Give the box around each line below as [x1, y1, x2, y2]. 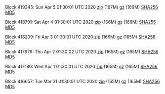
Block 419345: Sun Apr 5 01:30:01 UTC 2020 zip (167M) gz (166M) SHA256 [5, 4, 158, 10]
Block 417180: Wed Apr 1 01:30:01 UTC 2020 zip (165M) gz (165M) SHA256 [5, 64, 158, 69]
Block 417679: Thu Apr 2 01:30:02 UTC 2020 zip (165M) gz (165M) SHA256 [5, 49, 159, 54]
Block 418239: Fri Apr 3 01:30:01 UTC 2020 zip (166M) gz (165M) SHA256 [5, 34, 156, 40]
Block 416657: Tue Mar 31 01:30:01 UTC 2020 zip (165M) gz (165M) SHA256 [5, 79, 160, 84]
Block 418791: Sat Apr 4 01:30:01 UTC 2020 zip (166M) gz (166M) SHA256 [5, 19, 157, 25]
